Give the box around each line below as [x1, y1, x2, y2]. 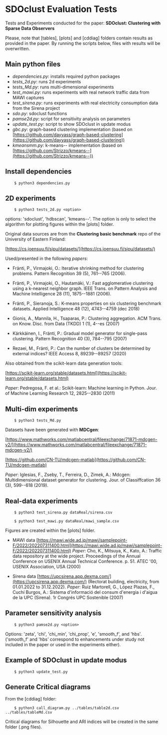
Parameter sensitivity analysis [5, 609, 102, 617]
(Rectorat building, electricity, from [88, 579, 160, 584]
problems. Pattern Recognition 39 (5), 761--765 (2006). [12, 270, 126, 276]
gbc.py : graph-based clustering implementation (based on [12, 126, 133, 132]
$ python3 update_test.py [14, 669, 68, 674]
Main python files [5, 60, 61, 68]
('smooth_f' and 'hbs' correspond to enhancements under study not [5, 636, 145, 642]
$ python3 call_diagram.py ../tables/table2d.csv [14, 706, 120, 711]
